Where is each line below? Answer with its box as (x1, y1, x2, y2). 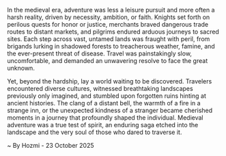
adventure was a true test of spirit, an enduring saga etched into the (7, 121, 199, 129)
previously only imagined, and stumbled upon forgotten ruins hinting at (7, 92, 206, 100)
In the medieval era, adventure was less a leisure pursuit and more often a (7, 6, 215, 14)
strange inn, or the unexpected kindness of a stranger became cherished (7, 106, 213, 114)
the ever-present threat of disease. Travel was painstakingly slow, (7, 49, 193, 57)
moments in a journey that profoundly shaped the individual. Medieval (7, 114, 203, 122)
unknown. (7, 64, 36, 72)
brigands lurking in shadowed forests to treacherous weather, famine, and (7, 42, 215, 50)
